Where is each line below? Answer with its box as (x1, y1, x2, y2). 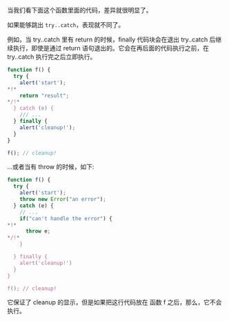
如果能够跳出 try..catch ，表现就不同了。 (7, 21, 125, 29)
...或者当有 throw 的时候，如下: (7, 163, 94, 171)
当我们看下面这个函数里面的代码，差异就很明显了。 (7, 6, 152, 14)
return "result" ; (19, 92, 70, 99)
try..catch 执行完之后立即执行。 (7, 52, 97, 61)
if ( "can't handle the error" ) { (19, 215, 112, 222)
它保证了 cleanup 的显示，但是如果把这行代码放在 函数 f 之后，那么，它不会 (7, 298, 222, 307)
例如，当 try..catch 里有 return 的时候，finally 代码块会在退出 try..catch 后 (7, 35, 216, 43)
